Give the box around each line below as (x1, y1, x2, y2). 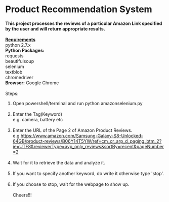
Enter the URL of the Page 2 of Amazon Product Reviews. (12, 127, 133, 133)
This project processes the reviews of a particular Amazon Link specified (5, 20, 162, 26)
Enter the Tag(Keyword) (12, 111, 62, 117)
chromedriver (5, 74, 34, 80)
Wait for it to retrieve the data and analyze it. (12, 159, 105, 165)
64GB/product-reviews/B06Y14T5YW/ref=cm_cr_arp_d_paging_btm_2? (12, 138, 162, 144)
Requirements (5, 37, 36, 43)
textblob (5, 69, 23, 75)
